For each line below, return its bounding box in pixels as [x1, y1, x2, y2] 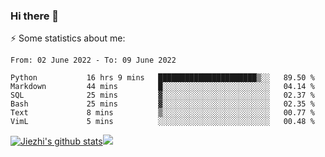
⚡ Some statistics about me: [10, 32, 126, 44]
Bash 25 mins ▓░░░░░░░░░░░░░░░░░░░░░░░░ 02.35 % [10, 99, 315, 109]
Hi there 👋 [10, 9, 60, 23]
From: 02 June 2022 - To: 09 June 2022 [10, 55, 177, 66]
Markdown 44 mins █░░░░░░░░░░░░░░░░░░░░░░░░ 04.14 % [10, 82, 315, 92]
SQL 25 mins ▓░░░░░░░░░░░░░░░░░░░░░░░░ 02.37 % [10, 90, 315, 101]
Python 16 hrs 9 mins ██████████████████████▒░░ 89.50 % [10, 73, 315, 83]
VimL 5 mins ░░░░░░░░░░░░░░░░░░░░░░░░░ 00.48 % [10, 117, 315, 127]
